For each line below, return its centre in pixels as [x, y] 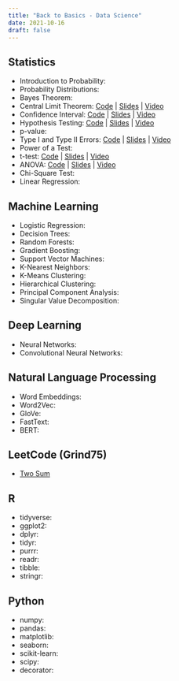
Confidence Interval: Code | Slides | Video [88, 114]
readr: [29, 560]
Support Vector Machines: [62, 259]
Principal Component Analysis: [69, 292]
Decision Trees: [45, 234]
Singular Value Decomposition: [69, 301]
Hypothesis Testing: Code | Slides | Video [87, 123]
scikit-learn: [39, 653]
